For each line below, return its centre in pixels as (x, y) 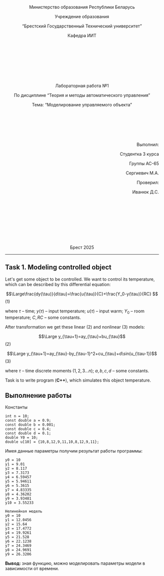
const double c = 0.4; (28, 429)
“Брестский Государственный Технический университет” (82, 26)
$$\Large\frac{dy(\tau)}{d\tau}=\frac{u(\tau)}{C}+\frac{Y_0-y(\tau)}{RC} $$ (82, 294)
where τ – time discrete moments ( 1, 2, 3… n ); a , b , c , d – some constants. (77, 371)
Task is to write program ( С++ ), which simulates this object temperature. (78, 380)
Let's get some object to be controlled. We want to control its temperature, (80, 279)
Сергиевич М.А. (142, 173)
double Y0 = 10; (21, 438)
